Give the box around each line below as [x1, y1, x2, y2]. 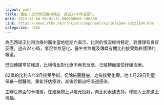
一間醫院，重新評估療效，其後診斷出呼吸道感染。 [13, 79, 112, 84]
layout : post [5, 7, 32, 12]
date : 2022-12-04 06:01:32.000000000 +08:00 [5, 16, 97, 21]
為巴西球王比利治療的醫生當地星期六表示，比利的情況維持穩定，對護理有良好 [5, 40, 159, 45]
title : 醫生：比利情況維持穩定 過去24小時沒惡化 [5, 12, 94, 17]
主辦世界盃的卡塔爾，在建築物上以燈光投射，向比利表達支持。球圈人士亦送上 [5, 89, 159, 95]
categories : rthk [5, 25, 41, 30]
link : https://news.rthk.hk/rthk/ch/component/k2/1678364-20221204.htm [5, 21, 154, 26]
